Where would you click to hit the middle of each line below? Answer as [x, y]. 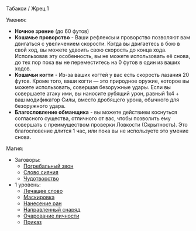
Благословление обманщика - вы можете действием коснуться [96, 112]
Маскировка [39, 197]
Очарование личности [51, 216]
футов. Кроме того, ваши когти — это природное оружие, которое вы [102, 81]
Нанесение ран [42, 203]
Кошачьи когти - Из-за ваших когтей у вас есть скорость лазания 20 [102, 75]
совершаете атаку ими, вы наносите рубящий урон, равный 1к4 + [97, 94]
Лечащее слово [43, 191]
